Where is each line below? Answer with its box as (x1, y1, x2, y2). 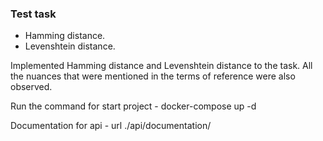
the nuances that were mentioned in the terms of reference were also (10, 70, 296, 82)
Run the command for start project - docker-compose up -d (10, 100, 257, 112)
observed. (10, 81, 53, 93)
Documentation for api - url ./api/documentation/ (10, 120, 212, 132)
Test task (10, 7, 57, 21)
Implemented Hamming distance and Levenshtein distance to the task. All (10, 60, 313, 72)
